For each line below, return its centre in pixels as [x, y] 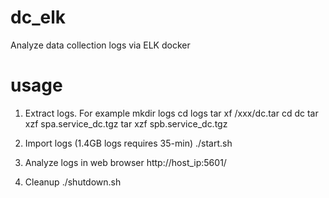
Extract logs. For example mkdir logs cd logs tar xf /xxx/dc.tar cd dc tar [171, 113]
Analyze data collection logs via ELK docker [100, 45]
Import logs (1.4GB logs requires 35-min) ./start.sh [128, 143]
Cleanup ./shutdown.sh [73, 182]
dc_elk [38, 17]
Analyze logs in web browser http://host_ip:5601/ [125, 162]
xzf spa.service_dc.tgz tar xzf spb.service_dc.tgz [126, 123]
